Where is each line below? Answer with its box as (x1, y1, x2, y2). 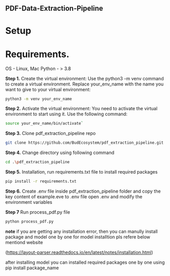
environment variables (5, 199, 53, 205)
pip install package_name (5, 265, 59, 271)
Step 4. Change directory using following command (5, 149, 115, 156)
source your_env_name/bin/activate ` (5, 121, 83, 126)
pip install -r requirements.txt (5, 179, 77, 184)
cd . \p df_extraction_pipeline (5, 160, 70, 165)
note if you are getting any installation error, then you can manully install (5, 228, 158, 234)
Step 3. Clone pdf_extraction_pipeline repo (5, 130, 96, 136)
